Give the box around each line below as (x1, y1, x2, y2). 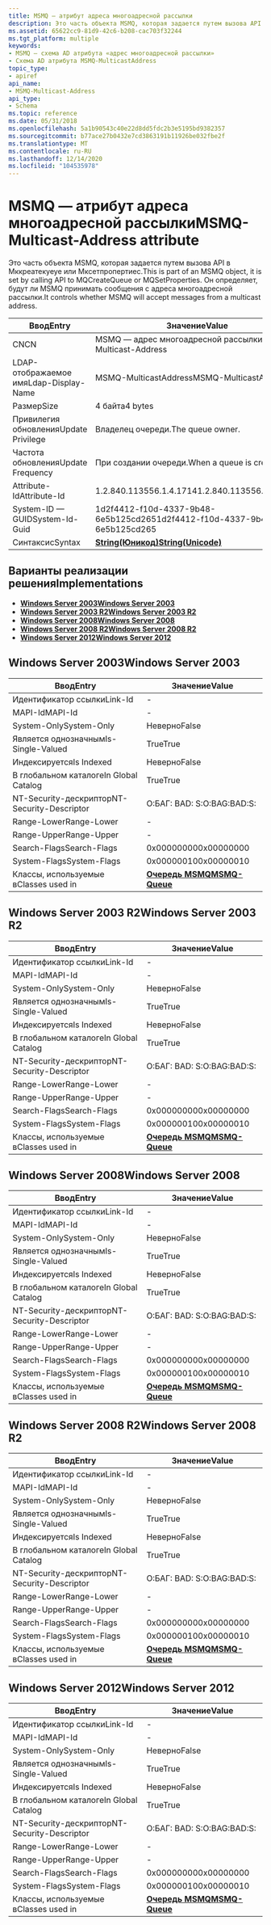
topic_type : (8, 65, 48, 73)
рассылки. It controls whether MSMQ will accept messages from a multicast (8, 293, 261, 302)
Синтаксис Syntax (12, 537, 81, 548)
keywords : (8, 42, 42, 50)
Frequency (12, 467, 53, 478)
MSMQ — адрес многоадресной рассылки (95, 334, 263, 345)
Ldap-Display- (27, 377, 86, 389)
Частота (12, 447, 44, 458)
